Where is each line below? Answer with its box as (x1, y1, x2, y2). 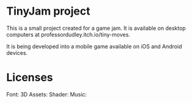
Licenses (6, 71, 54, 85)
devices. (6, 49, 28, 56)
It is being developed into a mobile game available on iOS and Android (6, 43, 182, 50)
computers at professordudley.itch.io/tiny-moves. (6, 30, 130, 38)
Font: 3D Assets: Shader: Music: (6, 90, 87, 98)
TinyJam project (6, 4, 90, 18)
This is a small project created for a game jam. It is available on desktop (6, 24, 186, 32)
